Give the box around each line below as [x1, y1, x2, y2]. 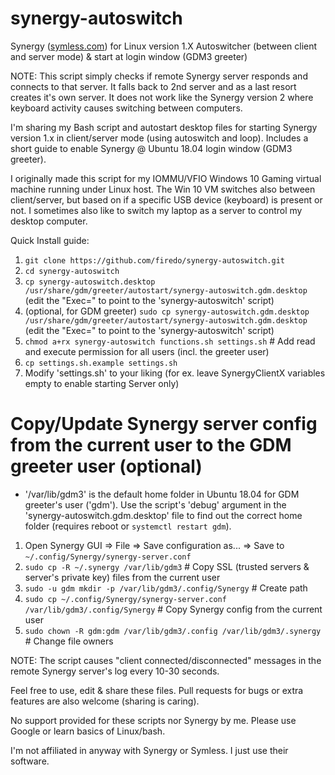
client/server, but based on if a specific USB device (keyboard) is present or [10, 193, 323, 206]
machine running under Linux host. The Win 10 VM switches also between [10, 183, 316, 195]
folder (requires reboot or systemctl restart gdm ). [24, 520, 232, 532]
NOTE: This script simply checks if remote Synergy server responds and [10, 70, 308, 82]
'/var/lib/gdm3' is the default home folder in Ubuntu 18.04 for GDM [24, 488, 300, 500]
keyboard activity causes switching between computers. [10, 102, 243, 114]
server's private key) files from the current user [24, 571, 221, 583]
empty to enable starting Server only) [24, 377, 180, 389]
